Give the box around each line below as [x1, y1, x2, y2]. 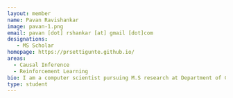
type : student [7, 81, 49, 88]
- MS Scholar [16, 42, 54, 49]
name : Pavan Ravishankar [7, 17, 79, 23]
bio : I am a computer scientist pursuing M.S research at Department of [7, 74, 222, 81]
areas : [7, 55, 26, 62]
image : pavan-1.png [7, 23, 64, 30]
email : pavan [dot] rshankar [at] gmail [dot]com [7, 29, 154, 37]
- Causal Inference [13, 61, 70, 68]
